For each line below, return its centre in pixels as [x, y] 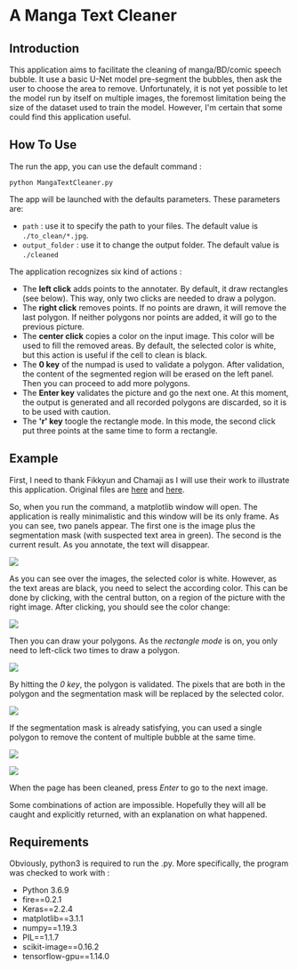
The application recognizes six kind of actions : [96, 271]
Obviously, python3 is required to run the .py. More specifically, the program [149, 863]
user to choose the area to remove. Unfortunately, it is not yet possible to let [149, 89]
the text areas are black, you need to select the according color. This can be [149, 587]
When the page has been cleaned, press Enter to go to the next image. [139, 788]
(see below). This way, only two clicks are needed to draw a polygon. [149, 298]
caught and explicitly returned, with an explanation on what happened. [138, 814]
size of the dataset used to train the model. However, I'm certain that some [146, 107]
